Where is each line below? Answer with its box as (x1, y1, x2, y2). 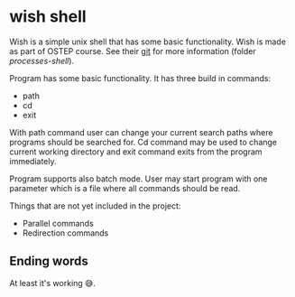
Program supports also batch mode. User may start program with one (9, 173, 268, 184)
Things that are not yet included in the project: (9, 200, 181, 211)
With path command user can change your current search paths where (9, 126, 273, 137)
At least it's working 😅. (9, 277, 97, 288)
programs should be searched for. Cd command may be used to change (9, 136, 278, 147)
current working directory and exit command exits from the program (9, 146, 263, 157)
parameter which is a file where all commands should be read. (9, 182, 241, 193)
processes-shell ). (9, 55, 75, 66)
